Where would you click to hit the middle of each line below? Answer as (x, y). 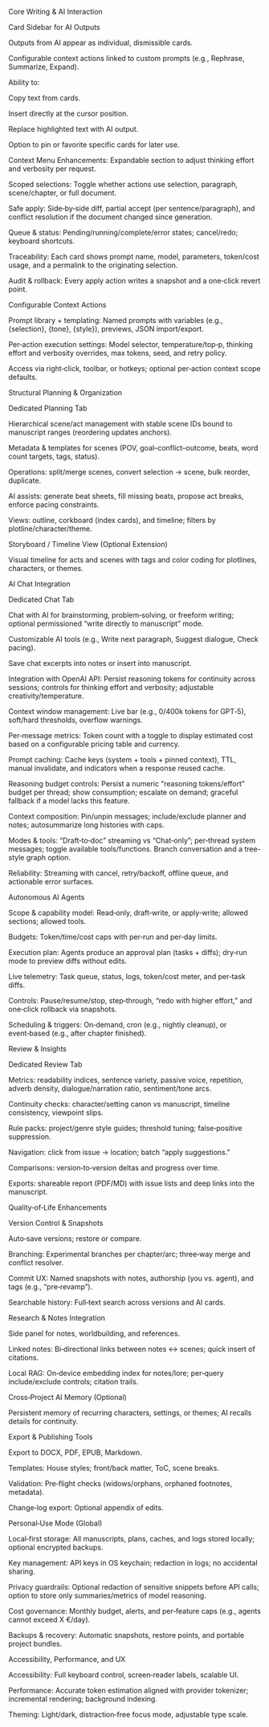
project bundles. (35, 1643)
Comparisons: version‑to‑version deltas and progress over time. (114, 1168)
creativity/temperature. (46, 696)
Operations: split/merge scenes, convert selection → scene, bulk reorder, (129, 472)
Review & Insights (37, 1049)
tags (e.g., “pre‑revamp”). (51, 1287)
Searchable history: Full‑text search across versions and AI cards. (117, 1302)
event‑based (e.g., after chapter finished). (77, 1033)
